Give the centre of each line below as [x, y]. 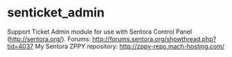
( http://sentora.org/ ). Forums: [49, 38]
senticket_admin [56, 13]
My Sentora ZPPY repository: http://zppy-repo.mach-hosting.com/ [130, 46]
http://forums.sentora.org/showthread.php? [154, 38]
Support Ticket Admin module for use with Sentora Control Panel [100, 32]
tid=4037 [20, 46]
